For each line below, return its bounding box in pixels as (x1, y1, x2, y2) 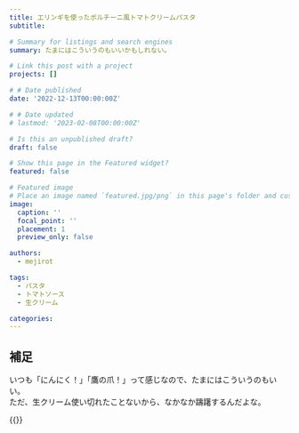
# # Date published (9, 86, 82, 95)
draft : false (9, 143, 58, 152)
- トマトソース (17, 290, 65, 299)
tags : (9, 273, 29, 282)
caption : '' (17, 208, 62, 217)
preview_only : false (17, 233, 93, 242)
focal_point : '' (17, 216, 77, 225)
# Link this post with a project (9, 61, 133, 71)
